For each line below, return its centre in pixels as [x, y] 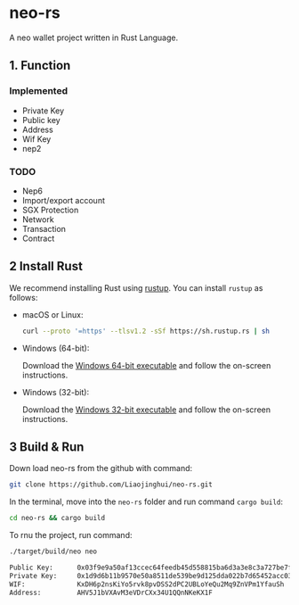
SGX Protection [50, 210]
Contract [38, 238]
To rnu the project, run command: [71, 535]
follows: [24, 297]
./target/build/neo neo [53, 551]
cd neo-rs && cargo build [57, 518]
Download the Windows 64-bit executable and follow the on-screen [146, 365]
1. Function [40, 66]
